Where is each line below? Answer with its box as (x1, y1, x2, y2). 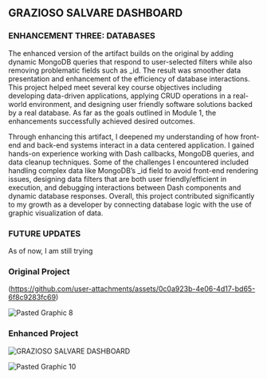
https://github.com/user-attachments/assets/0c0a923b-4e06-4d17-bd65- (10, 284, 256, 294)
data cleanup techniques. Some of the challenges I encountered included (8, 157, 249, 167)
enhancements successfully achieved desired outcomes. (8, 116, 195, 126)
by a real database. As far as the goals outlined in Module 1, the (8, 108, 217, 117)
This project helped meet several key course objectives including (8, 82, 222, 92)
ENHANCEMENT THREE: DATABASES (8, 30, 155, 41)
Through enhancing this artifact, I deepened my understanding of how (8, 132, 239, 141)
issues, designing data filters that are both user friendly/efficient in (8, 174, 227, 184)
